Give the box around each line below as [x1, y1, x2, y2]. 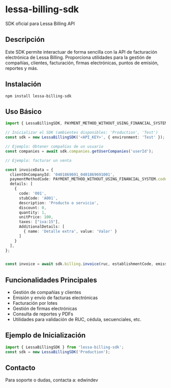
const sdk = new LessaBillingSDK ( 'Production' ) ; [5, 349, 110, 354]
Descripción [5, 35, 45, 44]
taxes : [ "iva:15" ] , [18, 220, 60, 225]
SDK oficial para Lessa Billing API [5, 20, 75, 27]
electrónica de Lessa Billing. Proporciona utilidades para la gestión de [5, 54, 152, 60]
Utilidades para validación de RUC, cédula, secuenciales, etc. [12, 317, 141, 323]
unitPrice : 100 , [18, 214, 53, 220]
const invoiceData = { [5, 167, 53, 172]
